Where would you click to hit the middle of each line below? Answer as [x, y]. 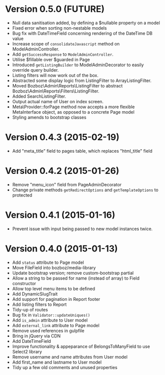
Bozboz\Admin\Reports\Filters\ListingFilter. [56, 91]
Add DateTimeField [32, 341]
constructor [24, 283]
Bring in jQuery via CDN [36, 336]
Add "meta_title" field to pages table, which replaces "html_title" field [82, 151]
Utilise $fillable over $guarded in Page [51, 59]
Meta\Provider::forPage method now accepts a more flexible [73, 107]
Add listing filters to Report [39, 304]
